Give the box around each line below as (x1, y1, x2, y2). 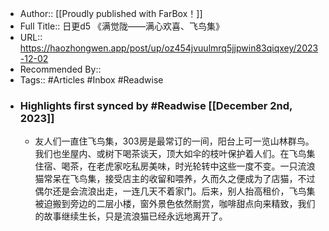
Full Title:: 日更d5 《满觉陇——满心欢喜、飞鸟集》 (19, 20, 225, 32)
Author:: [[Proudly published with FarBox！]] (19, 8, 203, 19)
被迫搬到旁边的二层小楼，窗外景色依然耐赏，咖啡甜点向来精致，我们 (34, 198, 316, 210)
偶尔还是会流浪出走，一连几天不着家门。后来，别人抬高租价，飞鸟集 (34, 185, 316, 197)
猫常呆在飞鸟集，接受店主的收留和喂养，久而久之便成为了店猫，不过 (34, 173, 316, 185)
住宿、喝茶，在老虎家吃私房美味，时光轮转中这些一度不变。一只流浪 (34, 160, 316, 172)
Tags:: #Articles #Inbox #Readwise (19, 74, 164, 86)
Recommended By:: (19, 63, 102, 75)
